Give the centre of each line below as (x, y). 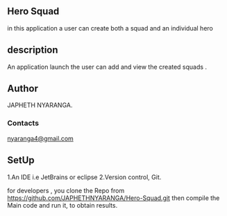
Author (23, 89)
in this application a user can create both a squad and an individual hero (110, 28)
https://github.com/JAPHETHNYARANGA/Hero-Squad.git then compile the (113, 198)
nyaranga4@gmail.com (41, 138)
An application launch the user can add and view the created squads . (107, 67)
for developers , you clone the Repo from (66, 190)
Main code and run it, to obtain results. (62, 205)
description (33, 50)
